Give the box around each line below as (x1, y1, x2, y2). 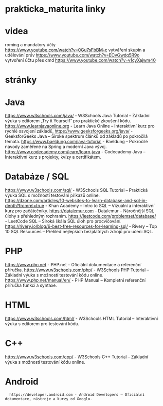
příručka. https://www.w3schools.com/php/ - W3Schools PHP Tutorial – (5, 267, 149, 273)
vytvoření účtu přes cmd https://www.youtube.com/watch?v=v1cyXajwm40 (5, 57, 156, 63)
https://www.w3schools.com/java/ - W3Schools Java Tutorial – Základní (5, 113, 150, 119)
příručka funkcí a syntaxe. (5, 282, 57, 288)
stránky (5, 74, 37, 86)
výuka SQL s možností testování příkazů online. (5, 192, 100, 198)
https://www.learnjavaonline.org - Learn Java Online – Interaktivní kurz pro (5, 123, 155, 129)
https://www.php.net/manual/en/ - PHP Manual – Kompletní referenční (5, 277, 146, 283)
